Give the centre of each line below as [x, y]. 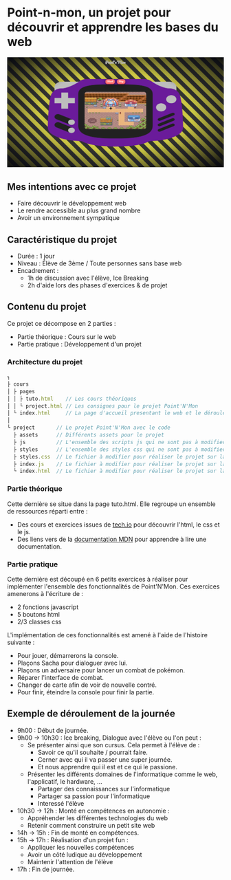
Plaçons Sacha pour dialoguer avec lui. [72, 663]
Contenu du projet [47, 307]
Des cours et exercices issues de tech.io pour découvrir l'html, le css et [118, 525]
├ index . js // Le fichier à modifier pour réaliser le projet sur [115, 464]
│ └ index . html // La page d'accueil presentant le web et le [104, 413]
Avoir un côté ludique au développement [85, 855]
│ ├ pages [21, 391]
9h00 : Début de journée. [53, 730]
